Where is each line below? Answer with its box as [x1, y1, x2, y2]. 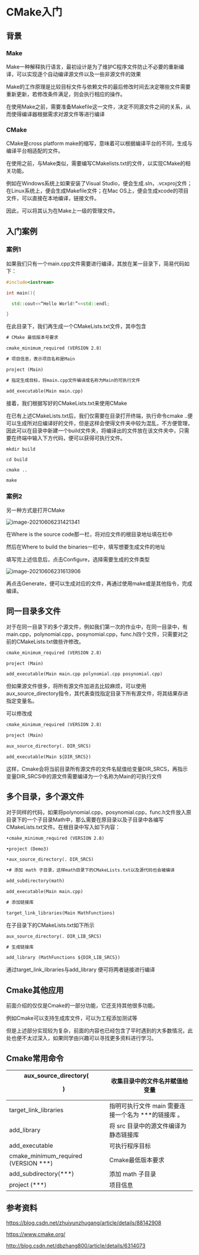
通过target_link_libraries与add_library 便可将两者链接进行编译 [6, 966, 155, 973]
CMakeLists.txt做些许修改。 [16, 638, 84, 645]
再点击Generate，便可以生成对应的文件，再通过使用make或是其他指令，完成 [6, 580, 192, 587]
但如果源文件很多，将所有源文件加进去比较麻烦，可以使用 [6, 682, 146, 690]
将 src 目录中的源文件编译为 [109, 1122, 187, 1130]
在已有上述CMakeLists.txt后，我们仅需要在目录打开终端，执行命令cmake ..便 [6, 412, 193, 419]
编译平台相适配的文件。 [6, 147, 63, 155]
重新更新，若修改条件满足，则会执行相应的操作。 [6, 90, 126, 98]
